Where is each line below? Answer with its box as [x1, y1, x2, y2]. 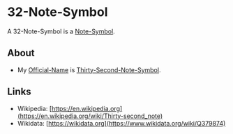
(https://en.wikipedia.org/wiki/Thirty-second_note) [17, 112, 163, 120]
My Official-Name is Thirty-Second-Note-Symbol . [17, 65, 161, 74]
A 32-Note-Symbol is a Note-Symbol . [7, 27, 115, 35]
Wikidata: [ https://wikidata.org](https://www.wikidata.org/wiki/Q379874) [17, 119, 226, 127]
